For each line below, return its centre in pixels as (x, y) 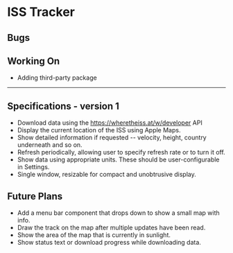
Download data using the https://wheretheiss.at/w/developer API (110, 123)
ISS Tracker (41, 12)
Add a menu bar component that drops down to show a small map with (118, 213)
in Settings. (33, 167)
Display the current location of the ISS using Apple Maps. (99, 130)
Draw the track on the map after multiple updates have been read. (111, 228)
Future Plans (35, 196)
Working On (34, 61)
